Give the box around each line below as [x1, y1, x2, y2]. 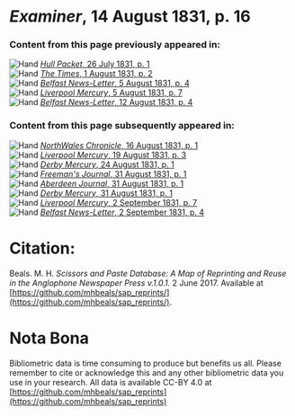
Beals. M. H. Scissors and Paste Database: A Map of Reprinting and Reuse [9, 268, 287, 279]
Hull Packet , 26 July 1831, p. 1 [40, 58, 150, 69]
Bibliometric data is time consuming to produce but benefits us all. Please [9, 358, 282, 368]
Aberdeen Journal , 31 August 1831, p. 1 [40, 178, 184, 189]
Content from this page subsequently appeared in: [9, 119, 236, 132]
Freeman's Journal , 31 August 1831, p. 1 [40, 168, 187, 179]
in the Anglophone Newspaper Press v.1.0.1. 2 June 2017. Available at [9, 277, 264, 288]
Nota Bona [9, 328, 90, 348]
